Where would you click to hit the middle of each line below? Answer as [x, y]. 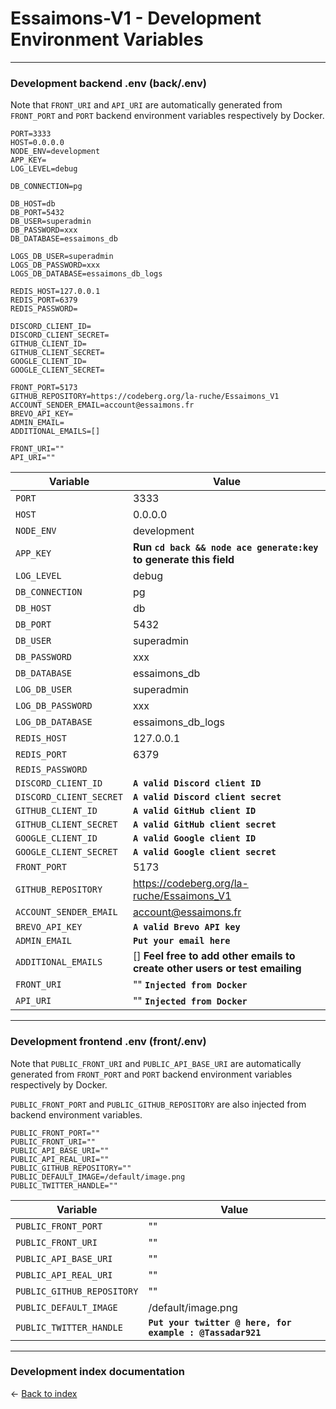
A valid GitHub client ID [194, 811]
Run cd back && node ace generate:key [225, 547]
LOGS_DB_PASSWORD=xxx [55, 265]
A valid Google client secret [204, 852]
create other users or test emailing [217, 969]
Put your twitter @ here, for [220, 1322]
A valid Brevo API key [186, 927]
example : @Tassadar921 [205, 1332]
